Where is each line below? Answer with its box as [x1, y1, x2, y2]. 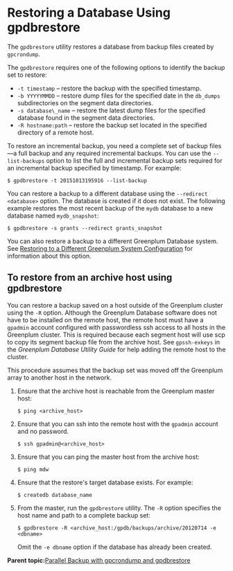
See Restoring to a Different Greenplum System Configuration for [7, 244, 193, 252]
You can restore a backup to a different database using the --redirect [7, 189, 208, 197]
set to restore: [7, 71, 47, 79]
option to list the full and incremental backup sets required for [46, 156, 223, 164]
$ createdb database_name [17, 491, 92, 498]
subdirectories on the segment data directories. [17, 98, 154, 107]
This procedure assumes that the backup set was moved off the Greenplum [7, 366, 223, 374]
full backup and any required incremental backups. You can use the [18, 149, 212, 157]
